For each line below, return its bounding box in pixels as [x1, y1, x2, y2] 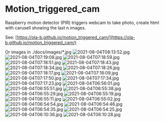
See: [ [5, 34, 17, 40]
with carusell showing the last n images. [5, 24, 86, 30]
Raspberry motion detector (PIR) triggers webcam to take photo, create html [5, 20, 160, 25]
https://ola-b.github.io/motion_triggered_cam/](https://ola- [17, 34, 135, 40]
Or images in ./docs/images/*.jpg [5, 49, 72, 55]
